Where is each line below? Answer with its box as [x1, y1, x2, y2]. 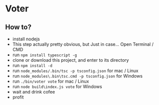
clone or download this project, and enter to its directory [12, 57, 129, 63]
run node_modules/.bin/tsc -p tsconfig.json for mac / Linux [12, 68, 139, 74]
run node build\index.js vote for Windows [12, 84, 102, 90]
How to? [5, 23, 32, 31]
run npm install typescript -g [12, 52, 77, 58]
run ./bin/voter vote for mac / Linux [12, 78, 89, 84]
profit [12, 94, 24, 100]
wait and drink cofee [12, 89, 55, 95]
